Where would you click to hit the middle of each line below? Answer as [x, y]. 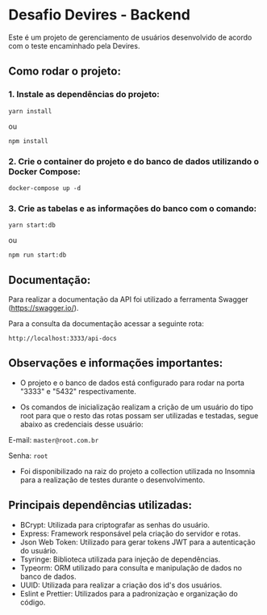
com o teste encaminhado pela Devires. [74, 45]
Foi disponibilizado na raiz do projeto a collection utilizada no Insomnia [138, 471]
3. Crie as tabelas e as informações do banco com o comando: [133, 208]
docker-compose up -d [45, 188]
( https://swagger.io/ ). [44, 308]
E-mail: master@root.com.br [54, 439]
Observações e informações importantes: [116, 363]
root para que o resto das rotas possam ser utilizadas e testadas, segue [139, 415]
